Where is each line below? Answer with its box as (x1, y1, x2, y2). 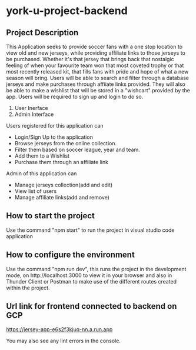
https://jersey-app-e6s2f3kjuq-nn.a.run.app (6, 326, 113, 333)
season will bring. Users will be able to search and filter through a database (6, 75, 190, 81)
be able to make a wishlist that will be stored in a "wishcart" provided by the (6, 87, 190, 94)
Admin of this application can (6, 170, 77, 177)
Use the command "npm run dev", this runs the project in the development (6, 265, 187, 272)
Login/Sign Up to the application (14, 134, 93, 141)
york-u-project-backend (6, 4, 128, 18)
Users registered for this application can (6, 122, 104, 129)
